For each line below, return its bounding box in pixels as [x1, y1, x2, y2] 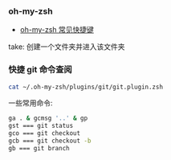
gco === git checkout [8, 129, 81, 137]
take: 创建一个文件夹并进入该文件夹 [8, 42, 126, 51]
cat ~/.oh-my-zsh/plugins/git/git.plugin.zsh [8, 83, 163, 91]
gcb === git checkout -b [8, 137, 92, 146]
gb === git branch [8, 144, 70, 152]
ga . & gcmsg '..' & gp [8, 114, 88, 122]
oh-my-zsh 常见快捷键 [19, 25, 95, 35]
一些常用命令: [8, 98, 54, 108]
